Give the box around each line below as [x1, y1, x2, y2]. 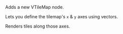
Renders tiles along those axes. [5, 23, 71, 29]
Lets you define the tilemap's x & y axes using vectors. [5, 14, 118, 19]
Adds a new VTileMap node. [5, 4, 64, 10]
